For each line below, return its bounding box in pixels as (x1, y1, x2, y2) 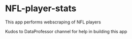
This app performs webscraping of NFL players (5, 19, 101, 25)
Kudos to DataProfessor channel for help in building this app (5, 28, 127, 34)
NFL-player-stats (5, 3, 76, 14)
